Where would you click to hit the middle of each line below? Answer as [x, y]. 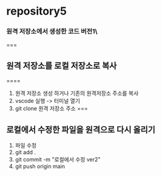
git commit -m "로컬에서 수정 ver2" [58, 160]
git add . [26, 152]
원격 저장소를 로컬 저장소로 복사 [62, 65]
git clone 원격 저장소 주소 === [51, 108]
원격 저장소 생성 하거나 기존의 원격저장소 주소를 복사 [77, 93]
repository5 [36, 11]
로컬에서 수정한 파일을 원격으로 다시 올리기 [81, 129]
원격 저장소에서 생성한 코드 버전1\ [52, 32]
